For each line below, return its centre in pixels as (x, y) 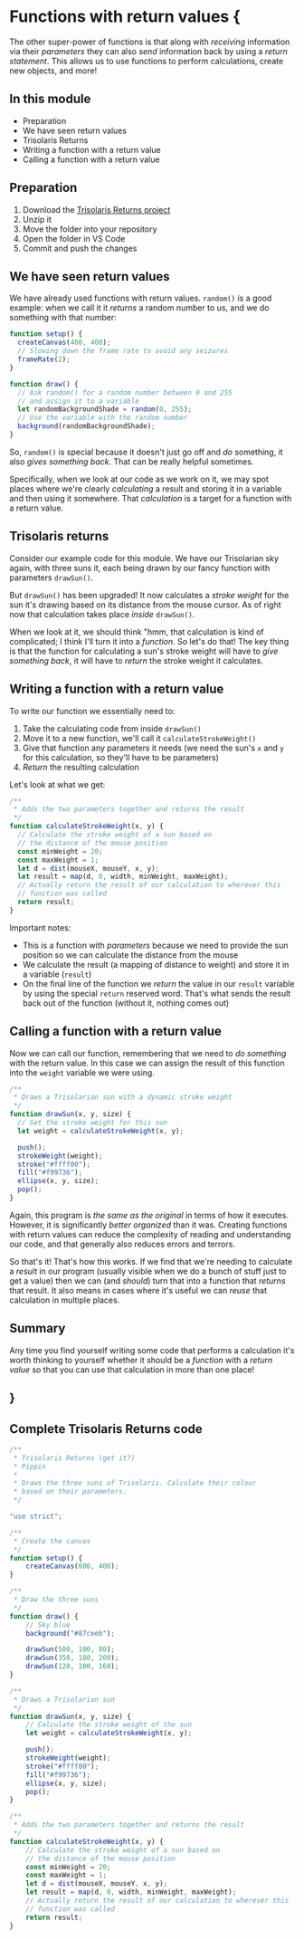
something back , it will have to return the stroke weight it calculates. (137, 660)
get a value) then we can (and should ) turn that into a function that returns (148, 1280)
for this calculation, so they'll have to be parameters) (121, 757)
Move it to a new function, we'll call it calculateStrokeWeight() (139, 738)
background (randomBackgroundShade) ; (86, 426)
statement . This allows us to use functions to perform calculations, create (147, 61)
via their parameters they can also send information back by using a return (148, 51)
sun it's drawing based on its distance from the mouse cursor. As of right (145, 605)
